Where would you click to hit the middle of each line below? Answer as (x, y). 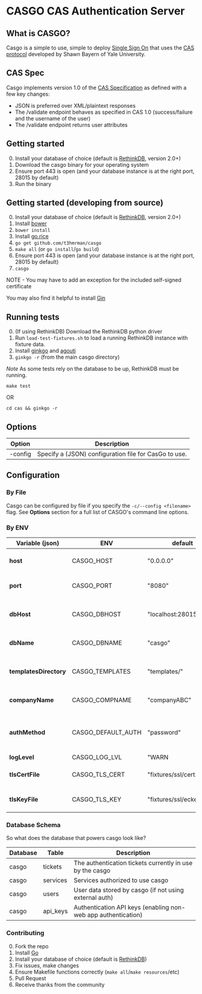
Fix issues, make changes (47, 965)
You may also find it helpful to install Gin (56, 298)
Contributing (25, 933)
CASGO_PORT (92, 586)
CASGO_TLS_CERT (98, 775)
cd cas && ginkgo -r (32, 408)
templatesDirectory (38, 671)
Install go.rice (32, 237)
